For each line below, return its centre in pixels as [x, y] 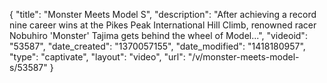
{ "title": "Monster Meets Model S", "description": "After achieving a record [163, 14]
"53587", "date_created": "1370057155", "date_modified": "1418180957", [157, 46]
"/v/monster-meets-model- [243, 57]
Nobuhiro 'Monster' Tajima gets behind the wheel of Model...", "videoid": [158, 35]
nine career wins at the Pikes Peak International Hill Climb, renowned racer [163, 25]
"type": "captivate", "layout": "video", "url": [97, 57]
